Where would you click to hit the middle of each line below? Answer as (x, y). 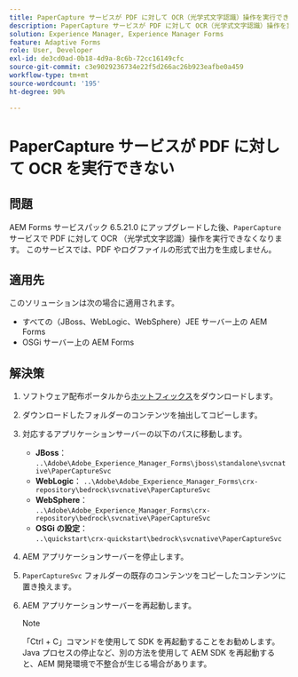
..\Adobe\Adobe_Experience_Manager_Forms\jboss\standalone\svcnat (161, 464)
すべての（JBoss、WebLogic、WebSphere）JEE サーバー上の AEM (145, 322)
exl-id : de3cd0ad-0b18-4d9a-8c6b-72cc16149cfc (97, 59)
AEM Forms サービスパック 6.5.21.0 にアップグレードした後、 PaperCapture (145, 227)
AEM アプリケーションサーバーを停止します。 (105, 557)
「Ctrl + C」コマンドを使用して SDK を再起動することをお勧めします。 (151, 641)
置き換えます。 (49, 586)
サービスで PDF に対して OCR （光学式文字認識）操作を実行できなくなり (142, 238)
